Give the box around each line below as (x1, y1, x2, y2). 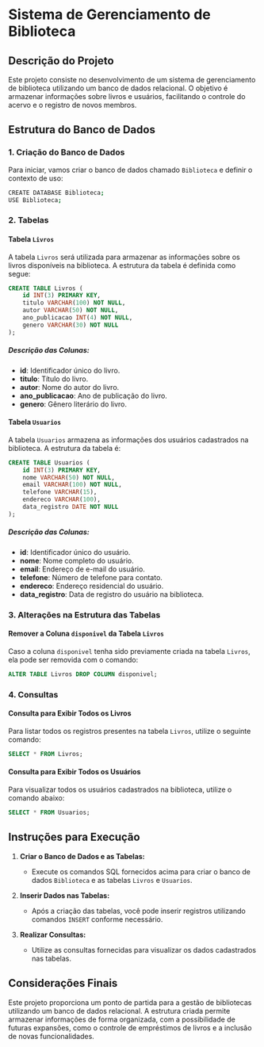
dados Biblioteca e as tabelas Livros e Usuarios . (31, 875, 193, 885)
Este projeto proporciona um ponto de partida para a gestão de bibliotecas (8, 997, 252, 1007)
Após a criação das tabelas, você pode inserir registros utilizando (31, 906, 246, 915)
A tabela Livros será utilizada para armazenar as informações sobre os (8, 252, 240, 262)
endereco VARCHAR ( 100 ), (22, 495, 101, 504)
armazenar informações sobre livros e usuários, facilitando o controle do (8, 92, 246, 101)
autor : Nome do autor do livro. (19, 382, 120, 392)
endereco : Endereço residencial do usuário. (19, 581, 164, 590)
